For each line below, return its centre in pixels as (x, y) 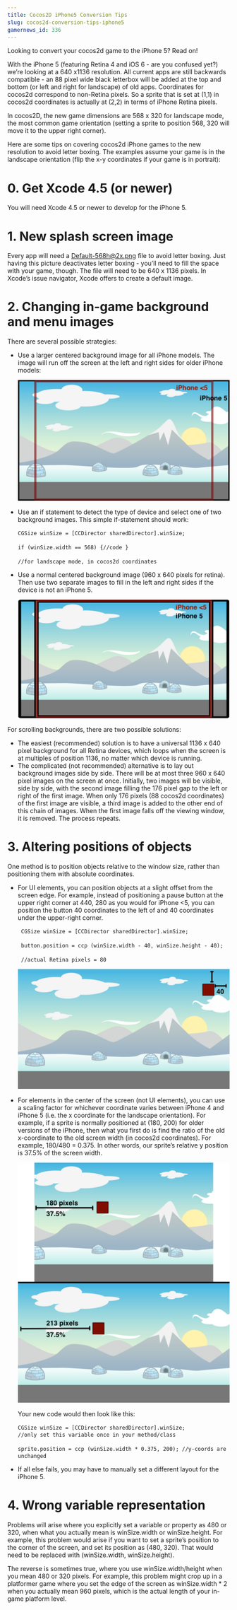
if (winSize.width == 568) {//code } (73, 547)
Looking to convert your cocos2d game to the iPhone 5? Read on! (103, 51)
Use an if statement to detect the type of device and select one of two (120, 512)
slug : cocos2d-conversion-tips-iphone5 (66, 22)
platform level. (46, 1599)
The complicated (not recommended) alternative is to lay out (105, 765)
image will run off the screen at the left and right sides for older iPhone (120, 363)
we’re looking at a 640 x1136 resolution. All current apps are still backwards (117, 72)
